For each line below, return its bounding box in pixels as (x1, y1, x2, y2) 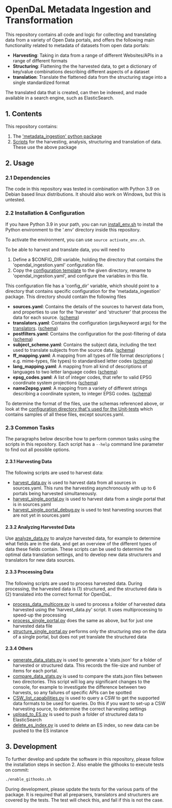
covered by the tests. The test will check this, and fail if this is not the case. (5, 797, 164, 803)
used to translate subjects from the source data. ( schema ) (12, 347, 136, 353)
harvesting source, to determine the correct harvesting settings (12, 706, 147, 712)
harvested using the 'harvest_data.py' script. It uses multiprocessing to (12, 606, 163, 612)
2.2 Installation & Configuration (5, 209, 85, 217)
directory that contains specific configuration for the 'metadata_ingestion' (5, 288, 161, 294)
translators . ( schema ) (12, 325, 58, 331)
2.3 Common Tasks (5, 424, 55, 431)
